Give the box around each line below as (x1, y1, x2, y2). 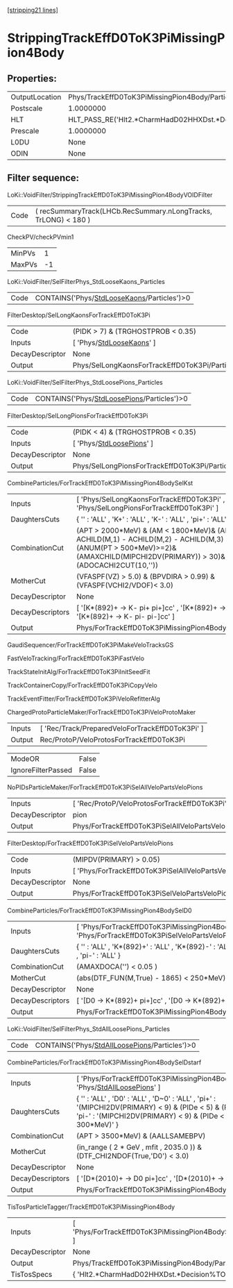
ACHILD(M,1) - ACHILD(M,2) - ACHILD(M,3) (76, 534, 224, 544)
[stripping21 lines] (7, 6, 59, 14)
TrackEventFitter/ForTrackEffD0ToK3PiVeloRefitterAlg (7, 694, 161, 703)
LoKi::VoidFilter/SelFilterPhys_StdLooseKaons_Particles (7, 277, 165, 285)
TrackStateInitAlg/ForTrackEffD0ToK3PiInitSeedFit (7, 667, 150, 676)
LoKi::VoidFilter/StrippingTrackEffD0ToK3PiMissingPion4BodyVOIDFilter (7, 190, 213, 199)
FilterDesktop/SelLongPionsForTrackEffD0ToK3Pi (7, 411, 148, 419)
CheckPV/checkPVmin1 (7, 233, 74, 241)
